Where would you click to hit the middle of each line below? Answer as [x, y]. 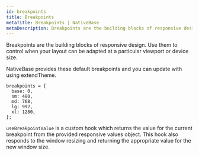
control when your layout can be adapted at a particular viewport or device [97, 51]
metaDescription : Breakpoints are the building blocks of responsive [94, 28]
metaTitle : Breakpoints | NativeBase [53, 22]
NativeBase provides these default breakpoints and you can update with [94, 69]
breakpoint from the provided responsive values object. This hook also [92, 134]
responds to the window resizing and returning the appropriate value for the [99, 141]
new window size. [28, 147]
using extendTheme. [31, 75]
